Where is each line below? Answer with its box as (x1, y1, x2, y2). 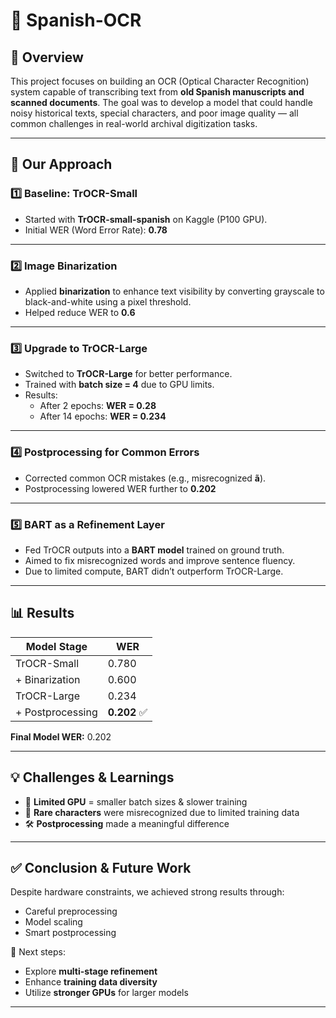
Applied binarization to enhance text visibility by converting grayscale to (24, 285, 325, 297)
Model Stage (25, 639, 88, 653)
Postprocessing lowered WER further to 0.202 (24, 482, 217, 494)
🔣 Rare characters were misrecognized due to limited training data (24, 806, 300, 818)
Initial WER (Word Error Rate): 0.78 (24, 224, 168, 236)
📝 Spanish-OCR (10, 9, 142, 32)
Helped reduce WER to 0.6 (24, 306, 136, 318)
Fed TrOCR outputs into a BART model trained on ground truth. (24, 544, 285, 556)
